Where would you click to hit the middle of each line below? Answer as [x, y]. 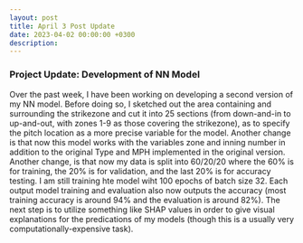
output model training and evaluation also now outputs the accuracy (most [148, 190]
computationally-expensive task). [71, 229]
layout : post [34, 18]
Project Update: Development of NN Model [105, 75]
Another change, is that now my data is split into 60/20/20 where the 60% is [151, 161]
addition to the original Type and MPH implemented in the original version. [147, 152]
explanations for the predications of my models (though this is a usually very [152, 219]
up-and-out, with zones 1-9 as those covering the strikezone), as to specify [150, 123]
